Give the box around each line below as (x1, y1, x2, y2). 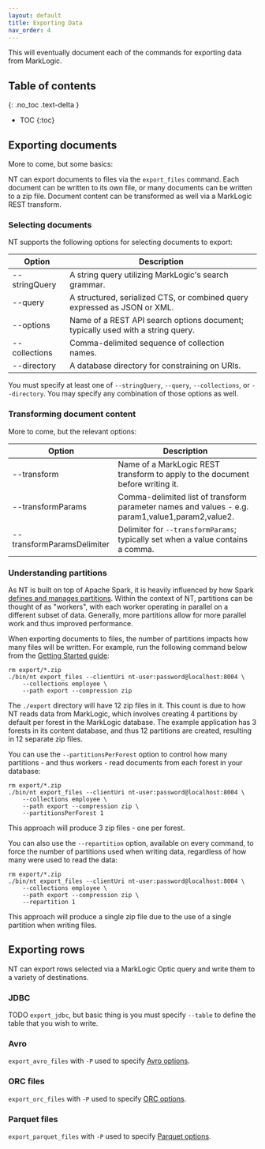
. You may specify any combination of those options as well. (43, 389, 239, 399)
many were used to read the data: (8, 854, 118, 865)
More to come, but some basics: (8, 160, 114, 168)
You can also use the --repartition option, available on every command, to (8, 838, 254, 847)
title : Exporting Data (8, 19, 83, 27)
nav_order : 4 (8, 26, 51, 34)
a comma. (118, 543, 155, 554)
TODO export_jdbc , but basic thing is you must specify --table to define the (8, 1010, 256, 1019)
